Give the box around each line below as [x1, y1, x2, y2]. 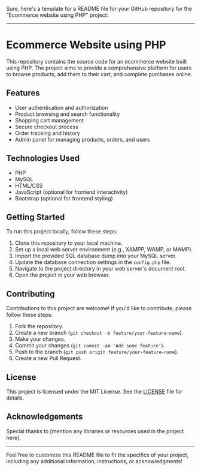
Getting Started [6, 212, 65, 222]
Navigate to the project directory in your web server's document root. [14, 265, 187, 272]
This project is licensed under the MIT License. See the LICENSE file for [6, 388, 183, 395]
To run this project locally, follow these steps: [6, 228, 118, 235]
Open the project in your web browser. [14, 271, 110, 278]
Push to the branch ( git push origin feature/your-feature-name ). [14, 348, 179, 356]
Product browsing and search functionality [14, 110, 120, 118]
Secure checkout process [14, 123, 79, 130]
